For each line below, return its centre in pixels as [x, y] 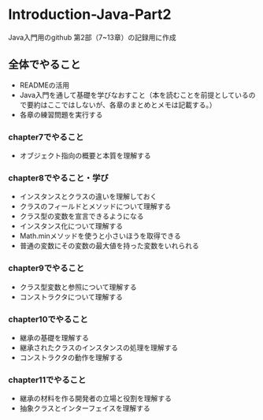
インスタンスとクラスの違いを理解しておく [88, 197]
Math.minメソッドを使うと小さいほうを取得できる [100, 236]
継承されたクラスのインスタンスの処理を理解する [99, 348]
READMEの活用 [44, 85]
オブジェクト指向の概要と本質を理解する [85, 156]
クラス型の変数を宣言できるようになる [81, 216]
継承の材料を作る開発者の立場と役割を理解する [95, 399]
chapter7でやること [46, 137]
